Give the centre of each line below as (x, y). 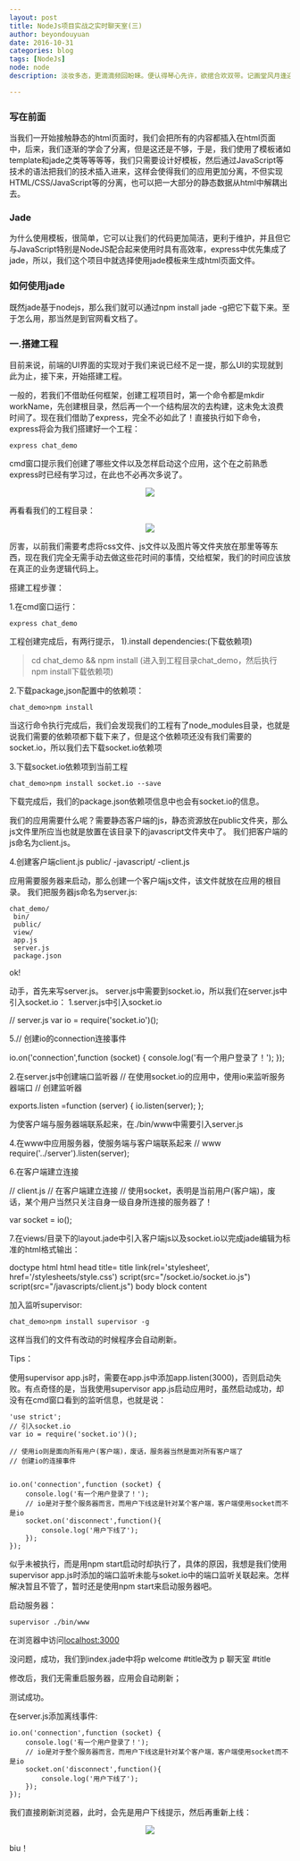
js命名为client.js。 (42, 842)
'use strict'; (36, 1417)
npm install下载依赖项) (72, 671)
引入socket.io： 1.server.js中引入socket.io (86, 1002)
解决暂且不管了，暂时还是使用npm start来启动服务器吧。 (113, 1586)
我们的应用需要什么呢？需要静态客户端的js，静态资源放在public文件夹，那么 (149, 820)
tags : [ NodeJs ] (37, 59)
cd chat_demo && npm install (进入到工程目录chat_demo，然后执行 (154, 660)
